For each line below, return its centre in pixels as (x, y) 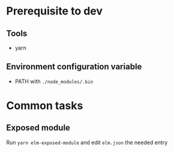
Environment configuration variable (74, 67)
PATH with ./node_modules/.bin (54, 81)
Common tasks (45, 106)
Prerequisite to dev (55, 11)
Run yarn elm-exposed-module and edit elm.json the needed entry (87, 142)
